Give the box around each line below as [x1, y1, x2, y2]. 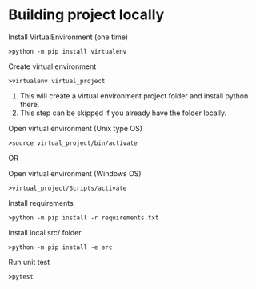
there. [19, 99, 40, 109]
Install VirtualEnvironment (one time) [8, 32, 129, 42]
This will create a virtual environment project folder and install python [19, 90, 249, 101]
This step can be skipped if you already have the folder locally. [19, 108, 227, 118]
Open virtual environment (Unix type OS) [8, 123, 142, 133]
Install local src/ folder [8, 227, 82, 237]
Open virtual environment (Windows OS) [8, 168, 142, 178]
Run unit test [8, 257, 50, 267]
